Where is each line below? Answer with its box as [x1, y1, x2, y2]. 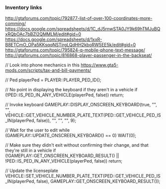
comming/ [5, 20, 26, 26]
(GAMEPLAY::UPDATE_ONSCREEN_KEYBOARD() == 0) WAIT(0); [5, 133, 137, 139]
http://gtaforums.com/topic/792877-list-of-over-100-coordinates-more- [5, 15, 153, 21]
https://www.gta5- [81, 62, 118, 68]
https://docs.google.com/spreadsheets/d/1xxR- [5, 36, 102, 42]
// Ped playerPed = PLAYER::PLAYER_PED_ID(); [5, 77, 101, 83]
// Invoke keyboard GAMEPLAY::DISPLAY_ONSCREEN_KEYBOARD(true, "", [5, 102, 158, 108]
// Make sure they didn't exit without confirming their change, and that [5, 142, 149, 148]
